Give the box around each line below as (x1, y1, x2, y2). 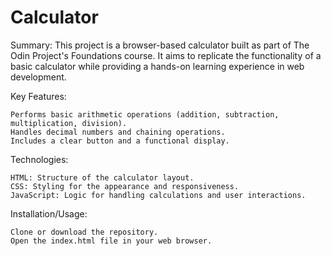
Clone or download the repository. (10, 227, 159, 237)
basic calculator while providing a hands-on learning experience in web (10, 60, 305, 72)
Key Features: (10, 90, 67, 102)
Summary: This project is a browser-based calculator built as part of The (10, 39, 310, 51)
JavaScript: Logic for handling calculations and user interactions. (10, 190, 307, 200)
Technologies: (10, 153, 69, 165)
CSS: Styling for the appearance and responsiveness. (10, 181, 240, 191)
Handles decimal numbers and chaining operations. (10, 127, 226, 137)
